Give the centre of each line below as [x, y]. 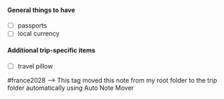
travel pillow [35, 66]
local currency [39, 34]
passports [32, 25]
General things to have [41, 10]
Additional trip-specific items [51, 50]
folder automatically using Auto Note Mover [71, 88]
